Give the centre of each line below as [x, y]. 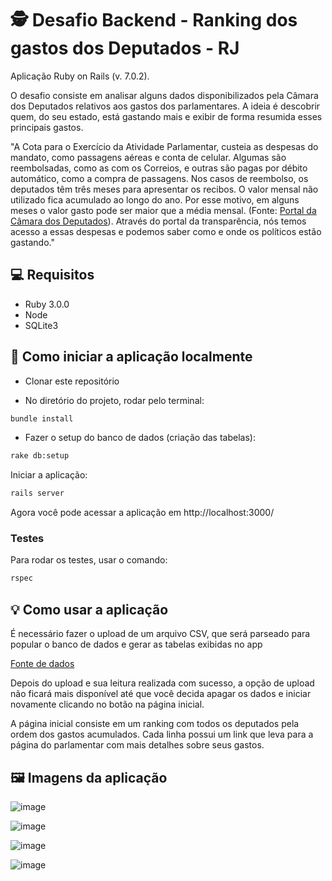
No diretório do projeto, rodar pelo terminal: [114, 400]
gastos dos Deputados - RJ [125, 48]
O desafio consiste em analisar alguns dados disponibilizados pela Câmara [164, 95]
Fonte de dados [42, 664]
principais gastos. [47, 127]
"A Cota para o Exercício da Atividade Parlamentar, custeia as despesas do [164, 146]
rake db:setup [40, 456]
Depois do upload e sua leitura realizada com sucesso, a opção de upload [162, 683]
